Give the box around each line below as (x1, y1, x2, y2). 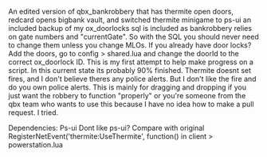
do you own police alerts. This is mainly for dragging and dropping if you (8, 82, 247, 92)
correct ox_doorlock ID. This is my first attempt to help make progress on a (8, 57, 253, 67)
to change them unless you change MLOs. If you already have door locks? (8, 40, 252, 50)
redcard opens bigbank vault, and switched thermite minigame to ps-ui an (8, 15, 252, 25)
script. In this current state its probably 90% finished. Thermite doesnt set (8, 66, 252, 75)
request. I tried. (8, 108, 58, 117)
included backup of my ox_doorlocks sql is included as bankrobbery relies (8, 24, 253, 33)
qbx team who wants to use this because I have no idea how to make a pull (8, 99, 254, 109)
